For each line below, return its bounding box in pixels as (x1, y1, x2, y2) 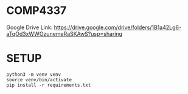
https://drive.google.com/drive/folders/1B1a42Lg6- (54, 24, 181, 31)
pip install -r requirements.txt (6, 82, 91, 88)
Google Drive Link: (6, 24, 53, 31)
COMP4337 (6, 4, 67, 18)
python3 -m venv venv (6, 71, 61, 78)
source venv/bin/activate (6, 76, 72, 82)
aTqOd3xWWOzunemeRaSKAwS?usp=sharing (6, 30, 123, 37)
